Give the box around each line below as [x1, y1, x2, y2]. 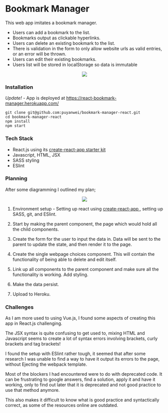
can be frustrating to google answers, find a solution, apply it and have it [5, 376, 155, 383]
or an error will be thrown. [12, 51, 66, 57]
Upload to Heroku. [12, 291, 51, 297]
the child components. [12, 226, 59, 232]
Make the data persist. [12, 281, 59, 287]
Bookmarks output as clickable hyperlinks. [12, 35, 101, 41]
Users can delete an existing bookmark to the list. [12, 40, 116, 46]
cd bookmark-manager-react [5, 114, 62, 120]
